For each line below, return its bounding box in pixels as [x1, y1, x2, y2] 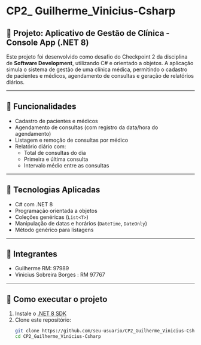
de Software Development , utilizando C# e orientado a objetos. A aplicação [6, 60, 194, 66]
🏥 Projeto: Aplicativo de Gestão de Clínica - [6, 28, 170, 38]
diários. [6, 79, 25, 86]
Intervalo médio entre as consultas [23, 161, 109, 169]
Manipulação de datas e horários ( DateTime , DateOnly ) [14, 219, 148, 227]
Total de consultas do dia [23, 149, 86, 156]
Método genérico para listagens [14, 226, 94, 233]
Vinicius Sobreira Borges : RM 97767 [14, 271, 106, 279]
